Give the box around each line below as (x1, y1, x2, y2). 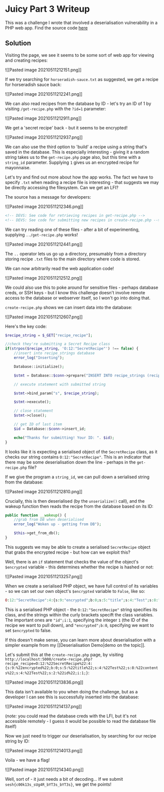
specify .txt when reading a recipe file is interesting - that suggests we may (5, 179, 159, 185)
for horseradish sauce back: (5, 81, 62, 87)
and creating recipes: (5, 57, 48, 63)
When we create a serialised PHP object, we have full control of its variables (5, 583, 159, 589)
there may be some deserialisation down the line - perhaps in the (5, 459, 136, 465)
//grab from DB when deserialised (14, 517, 84, 522)
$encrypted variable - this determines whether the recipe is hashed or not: (5, 564, 154, 570)
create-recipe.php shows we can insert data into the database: (5, 304, 133, 310)
